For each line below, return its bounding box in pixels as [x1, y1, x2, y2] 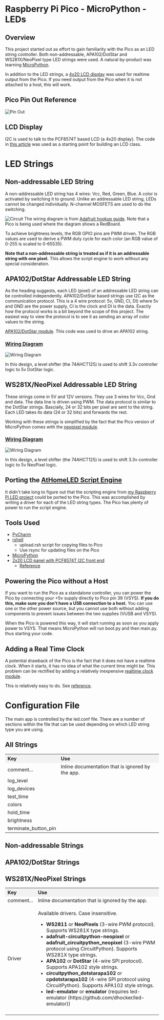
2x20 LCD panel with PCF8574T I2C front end [12, 557, 105, 563]
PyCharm [12, 532, 31, 537]
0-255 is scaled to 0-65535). [5, 241, 63, 246]
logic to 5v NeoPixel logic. [5, 462, 58, 467]
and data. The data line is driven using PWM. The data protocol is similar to [5, 399, 156, 404]
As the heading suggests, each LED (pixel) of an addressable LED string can [5, 288, 159, 294]
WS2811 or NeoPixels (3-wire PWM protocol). [46, 921, 155, 928]
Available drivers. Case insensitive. [38, 910, 118, 917]
